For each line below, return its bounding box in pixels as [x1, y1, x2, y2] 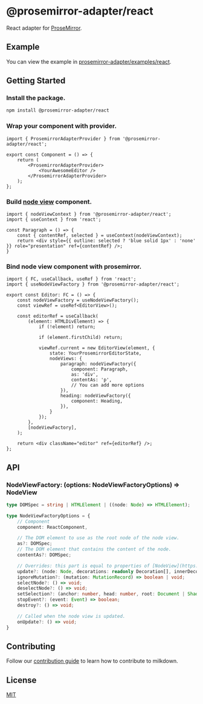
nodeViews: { [49, 356, 83, 362]
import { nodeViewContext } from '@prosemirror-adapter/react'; [6, 211, 172, 217]
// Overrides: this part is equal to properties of [17, 563, 150, 569]
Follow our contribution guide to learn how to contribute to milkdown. [6, 657, 178, 665]
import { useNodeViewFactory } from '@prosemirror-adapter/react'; [6, 281, 180, 287]
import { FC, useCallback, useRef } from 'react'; [6, 276, 137, 283]
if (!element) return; [38, 324, 96, 330]
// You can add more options [71, 382, 145, 389]
